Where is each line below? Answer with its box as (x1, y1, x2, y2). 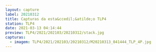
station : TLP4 (5, 21, 35, 26)
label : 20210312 (5, 12, 39, 17)
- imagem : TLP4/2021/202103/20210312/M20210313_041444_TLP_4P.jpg (10, 40, 151, 45)
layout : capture (5, 7, 39, 12)
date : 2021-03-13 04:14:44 (5, 26, 62, 31)
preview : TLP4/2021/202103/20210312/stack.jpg (5, 30, 104, 35)
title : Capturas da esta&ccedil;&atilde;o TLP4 (5, 16, 107, 21)
